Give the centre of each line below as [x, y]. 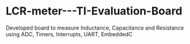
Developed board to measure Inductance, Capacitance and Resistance [95, 28]
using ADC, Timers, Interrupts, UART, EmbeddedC [69, 34]
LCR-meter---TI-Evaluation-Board [94, 11]
